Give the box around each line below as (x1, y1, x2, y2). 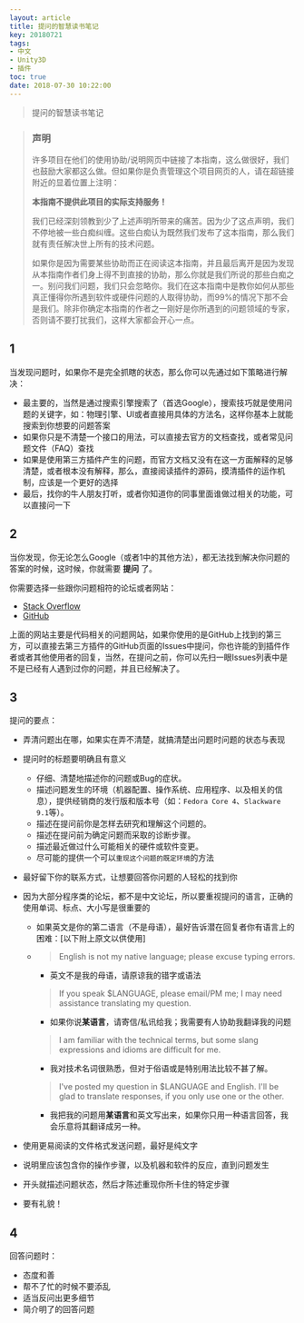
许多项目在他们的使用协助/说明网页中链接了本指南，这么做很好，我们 (31, 154, 289, 164)
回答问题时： (9, 1250, 57, 1261)
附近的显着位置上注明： (31, 176, 120, 187)
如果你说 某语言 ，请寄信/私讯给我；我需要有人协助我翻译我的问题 (49, 1017, 292, 1028)
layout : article (9, 13, 71, 23)
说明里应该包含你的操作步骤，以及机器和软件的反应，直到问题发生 (22, 1159, 270, 1170)
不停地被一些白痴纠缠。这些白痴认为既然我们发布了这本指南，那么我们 (31, 226, 295, 237)
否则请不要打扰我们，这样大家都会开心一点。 (31, 314, 200, 325)
